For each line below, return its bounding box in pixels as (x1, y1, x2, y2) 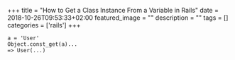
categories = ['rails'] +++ (7, 21, 81, 29)
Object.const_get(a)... (7, 41, 78, 48)
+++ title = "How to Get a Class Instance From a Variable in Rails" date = (7, 6, 219, 14)
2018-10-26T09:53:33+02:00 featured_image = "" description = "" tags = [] (7, 13, 229, 22)
